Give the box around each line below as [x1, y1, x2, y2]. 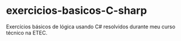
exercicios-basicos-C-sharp [6, 4, 147, 17]
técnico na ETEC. [6, 29, 48, 36]
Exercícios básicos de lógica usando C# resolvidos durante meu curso [6, 23, 176, 30]
